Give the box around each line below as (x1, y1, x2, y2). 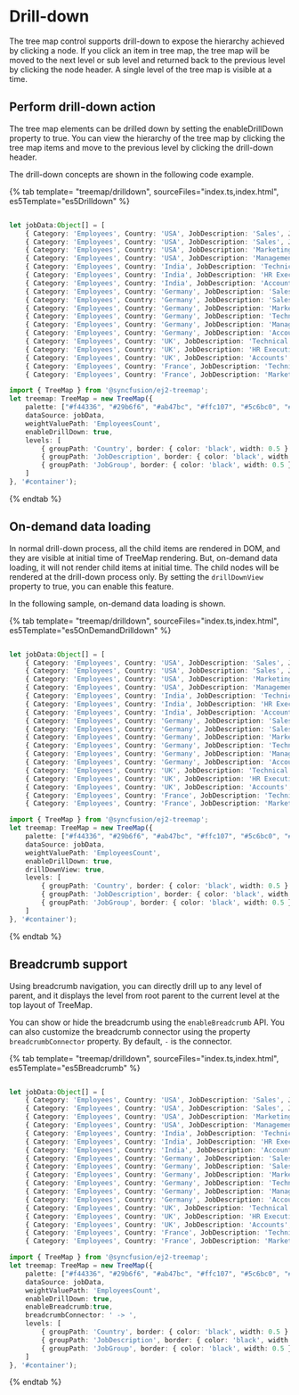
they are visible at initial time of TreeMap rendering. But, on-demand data (9, 552, 279, 563)
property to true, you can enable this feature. (9, 581, 174, 591)
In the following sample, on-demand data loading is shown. (9, 598, 226, 608)
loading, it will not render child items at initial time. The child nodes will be (9, 562, 279, 573)
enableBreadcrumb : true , (25, 1302, 114, 1312)
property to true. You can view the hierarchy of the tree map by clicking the (9, 132, 286, 144)
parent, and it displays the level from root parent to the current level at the (9, 990, 280, 1001)
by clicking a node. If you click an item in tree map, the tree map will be (9, 45, 270, 55)
